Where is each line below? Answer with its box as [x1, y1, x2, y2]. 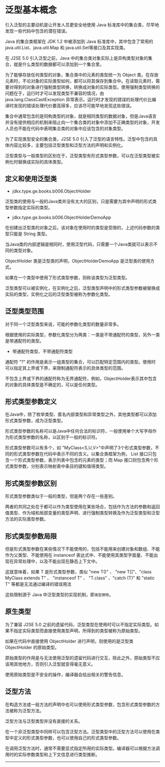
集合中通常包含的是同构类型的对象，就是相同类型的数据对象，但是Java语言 [5, 113, 157, 119]
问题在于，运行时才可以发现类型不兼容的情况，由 [5, 90, 104, 96]
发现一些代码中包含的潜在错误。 [5, 28, 70, 34]
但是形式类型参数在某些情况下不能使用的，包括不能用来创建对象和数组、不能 [5, 546, 160, 552]
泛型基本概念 [5, 4, 57, 16]
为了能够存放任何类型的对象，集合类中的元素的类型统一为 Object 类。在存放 [5, 72, 159, 78]
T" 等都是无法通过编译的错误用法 [5, 581, 72, 587]
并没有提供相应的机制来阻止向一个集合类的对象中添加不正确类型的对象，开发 [5, 119, 160, 125]
